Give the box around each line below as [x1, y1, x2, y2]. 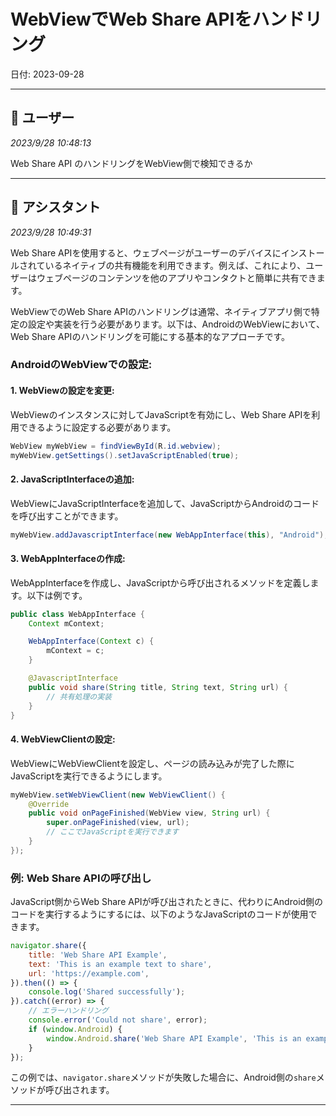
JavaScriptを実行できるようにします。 [10, 770, 168, 782]
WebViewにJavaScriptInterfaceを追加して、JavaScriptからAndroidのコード [10, 497, 320, 509]
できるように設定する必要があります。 [18, 421, 177, 433]
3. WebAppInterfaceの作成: [10, 553, 126, 565]
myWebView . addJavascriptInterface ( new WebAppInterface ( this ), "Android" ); [10, 530, 329, 540]
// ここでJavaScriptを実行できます [46, 827, 180, 837]
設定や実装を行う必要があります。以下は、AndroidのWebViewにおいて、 [27, 318, 325, 330]
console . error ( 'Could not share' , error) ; [28, 1015, 208, 1025]
